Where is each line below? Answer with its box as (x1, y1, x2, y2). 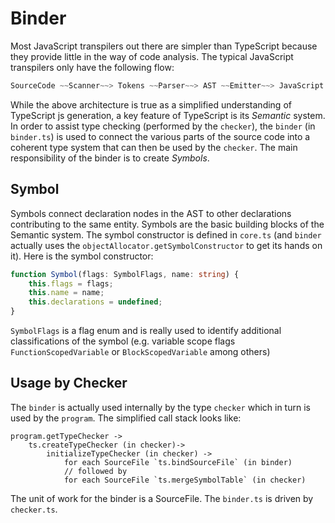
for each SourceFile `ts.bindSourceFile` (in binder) (63, 457, 293, 467)
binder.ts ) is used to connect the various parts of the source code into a (10, 130, 311, 142)
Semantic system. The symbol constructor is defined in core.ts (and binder (10, 228, 322, 241)
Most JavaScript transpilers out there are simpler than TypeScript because (10, 40, 318, 52)
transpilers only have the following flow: (10, 61, 175, 73)
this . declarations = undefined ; (28, 297, 163, 307)
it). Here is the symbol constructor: (10, 250, 154, 262)
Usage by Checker (10, 375, 128, 392)
